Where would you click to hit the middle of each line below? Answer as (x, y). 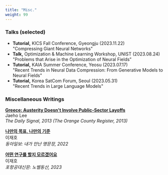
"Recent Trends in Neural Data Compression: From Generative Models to (88, 70)
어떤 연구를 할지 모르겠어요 (31, 155)
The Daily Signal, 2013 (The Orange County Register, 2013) (66, 121)
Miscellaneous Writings (35, 99)
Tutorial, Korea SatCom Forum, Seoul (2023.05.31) (65, 81)
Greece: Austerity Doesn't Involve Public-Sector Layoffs (65, 110)
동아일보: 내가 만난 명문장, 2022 (37, 144)
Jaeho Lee (16, 115)
